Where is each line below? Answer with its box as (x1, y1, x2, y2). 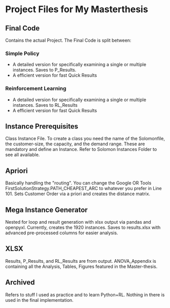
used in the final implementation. (5, 297, 74, 303)
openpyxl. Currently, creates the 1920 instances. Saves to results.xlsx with (5, 225, 161, 231)
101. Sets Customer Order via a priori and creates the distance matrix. (5, 191, 151, 197)
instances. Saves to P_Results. (12, 67, 77, 73)
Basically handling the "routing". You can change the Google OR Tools (5, 180, 152, 186)
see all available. (5, 151, 40, 158)
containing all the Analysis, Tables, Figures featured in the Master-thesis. (5, 263, 158, 269)
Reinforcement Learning (5, 85, 67, 92)
